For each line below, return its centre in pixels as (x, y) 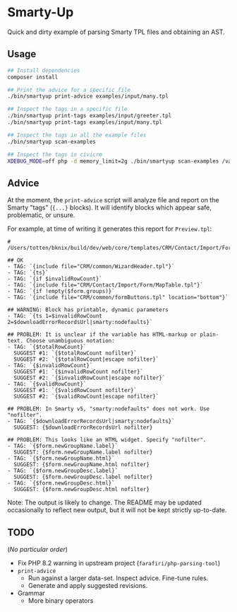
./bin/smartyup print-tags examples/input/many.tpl (85, 122)
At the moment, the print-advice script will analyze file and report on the (113, 200)
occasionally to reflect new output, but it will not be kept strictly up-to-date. (117, 510)
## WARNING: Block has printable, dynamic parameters (88, 310)
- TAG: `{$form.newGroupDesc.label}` (63, 471)
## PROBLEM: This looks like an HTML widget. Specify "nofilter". (107, 440)
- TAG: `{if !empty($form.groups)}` (61, 291)
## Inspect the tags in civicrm (55, 154)
